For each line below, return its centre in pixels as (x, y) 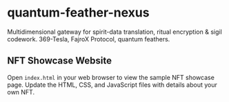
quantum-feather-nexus (78, 13)
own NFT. (21, 92)
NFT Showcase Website (60, 61)
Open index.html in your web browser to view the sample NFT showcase (111, 77)
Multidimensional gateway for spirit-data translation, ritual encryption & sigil (114, 32)
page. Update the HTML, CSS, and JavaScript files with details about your (112, 85)
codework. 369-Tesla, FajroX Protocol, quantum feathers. (89, 39)
